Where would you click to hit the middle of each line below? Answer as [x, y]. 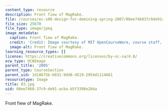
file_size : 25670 [23, 24]
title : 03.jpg [20, 84]
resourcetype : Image [27, 79]
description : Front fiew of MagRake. [44, 14]
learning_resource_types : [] [35, 51]
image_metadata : [22, 33]
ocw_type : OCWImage [25, 61]
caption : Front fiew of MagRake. [44, 38]
